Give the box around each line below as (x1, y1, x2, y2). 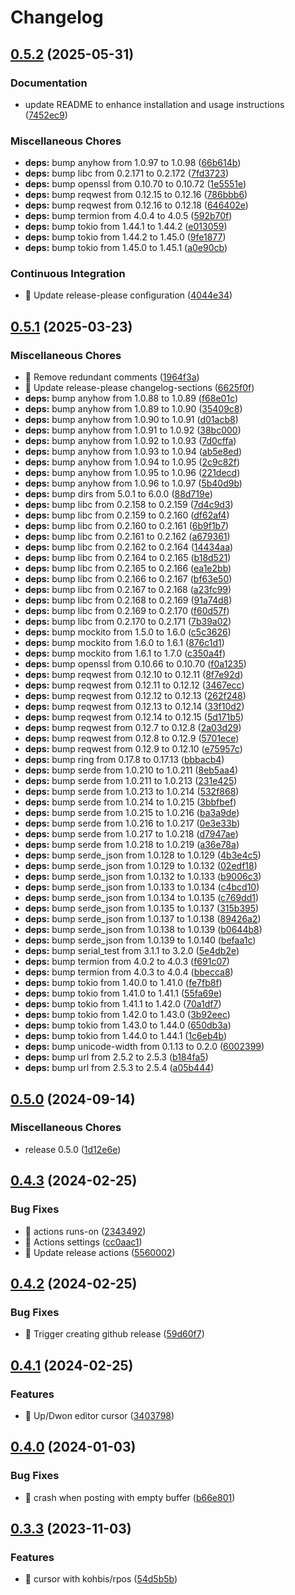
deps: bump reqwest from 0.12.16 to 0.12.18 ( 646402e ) (24, 199, 249, 211)
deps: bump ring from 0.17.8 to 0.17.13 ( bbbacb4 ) (24, 754, 225, 766)
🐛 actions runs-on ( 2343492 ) (24, 1225, 147, 1237)
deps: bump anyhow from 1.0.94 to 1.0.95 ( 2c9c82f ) (24, 456, 241, 468)
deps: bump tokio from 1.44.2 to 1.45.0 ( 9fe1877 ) (24, 231, 227, 243)
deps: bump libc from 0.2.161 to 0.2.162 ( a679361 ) (24, 531, 231, 543)
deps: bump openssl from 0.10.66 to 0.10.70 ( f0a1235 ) (24, 658, 247, 670)
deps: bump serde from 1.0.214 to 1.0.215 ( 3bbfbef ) (24, 796, 237, 808)
